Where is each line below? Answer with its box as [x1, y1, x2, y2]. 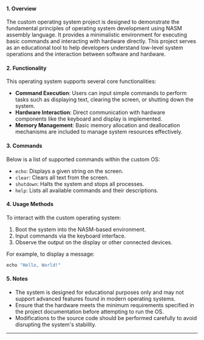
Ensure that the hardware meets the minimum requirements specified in [15, 301, 194, 308]
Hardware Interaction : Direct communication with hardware [15, 109, 166, 116]
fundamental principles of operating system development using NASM [6, 25, 182, 32]
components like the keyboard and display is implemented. [15, 115, 163, 122]
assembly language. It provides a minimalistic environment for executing [6, 31, 187, 39]
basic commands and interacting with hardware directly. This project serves [6, 38, 196, 45]
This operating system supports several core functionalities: [6, 78, 157, 85]
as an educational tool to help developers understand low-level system [6, 44, 183, 52]
